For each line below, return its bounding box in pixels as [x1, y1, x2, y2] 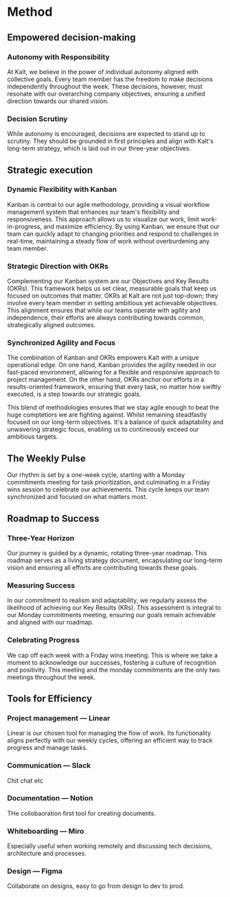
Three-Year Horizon [7, 533, 75, 543]
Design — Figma [7, 867, 63, 876]
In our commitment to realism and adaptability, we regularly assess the [7, 596, 207, 605]
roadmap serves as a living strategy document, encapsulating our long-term [7, 556, 223, 564]
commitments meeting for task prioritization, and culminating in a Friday [7, 478, 211, 487]
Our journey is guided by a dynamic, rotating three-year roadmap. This [7, 549, 207, 557]
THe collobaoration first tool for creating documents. [7, 809, 157, 817]
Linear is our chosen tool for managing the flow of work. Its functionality [7, 729, 211, 738]
